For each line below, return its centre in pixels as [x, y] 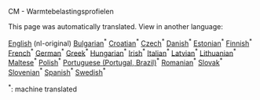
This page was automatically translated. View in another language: [116, 26]
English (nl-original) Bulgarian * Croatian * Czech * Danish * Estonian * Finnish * [130, 43]
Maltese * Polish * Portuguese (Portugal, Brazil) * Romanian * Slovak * [115, 62]
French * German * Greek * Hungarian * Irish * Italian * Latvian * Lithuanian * [123, 52]
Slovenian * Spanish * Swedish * [57, 72]
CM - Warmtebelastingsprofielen [61, 11]
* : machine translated [42, 88]
